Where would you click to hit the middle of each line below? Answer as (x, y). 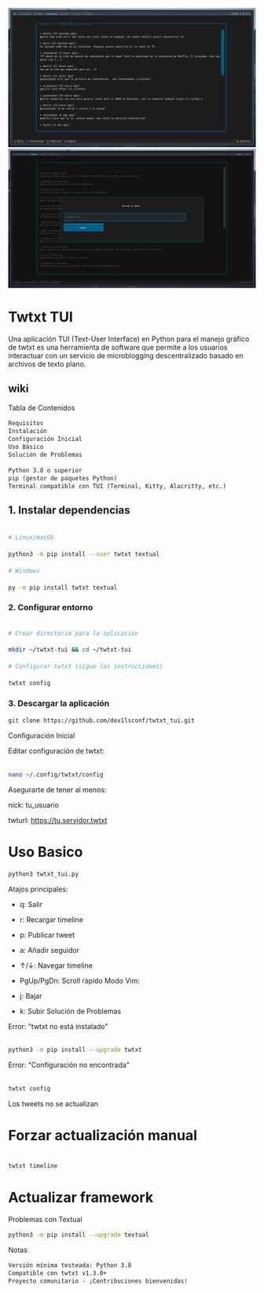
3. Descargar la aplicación (59, 703)
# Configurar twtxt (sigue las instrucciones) (86, 667)
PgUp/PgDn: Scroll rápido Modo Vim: (79, 980)
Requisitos (26, 423)
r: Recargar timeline (51, 919)
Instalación (27, 431)
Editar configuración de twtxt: (56, 751)
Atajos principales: (38, 889)
